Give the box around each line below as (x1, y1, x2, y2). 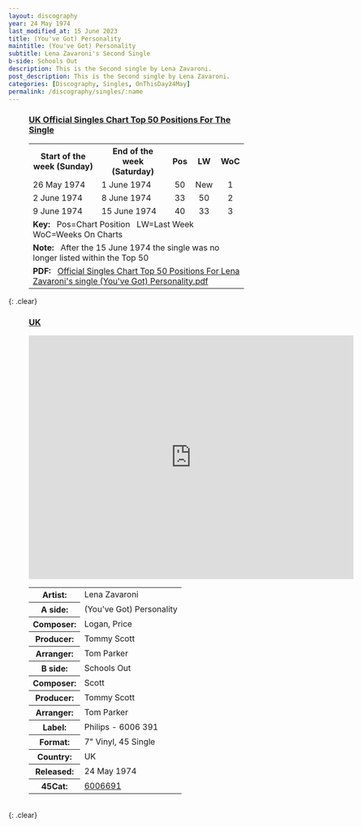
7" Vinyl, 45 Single (84, 736, 156, 747)
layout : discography (8, 11, 79, 20)
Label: (42, 721, 67, 733)
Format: (39, 736, 71, 747)
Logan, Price (84, 618, 132, 630)
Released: (35, 765, 75, 777)
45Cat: (41, 781, 68, 792)
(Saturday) (111, 166, 154, 177)
